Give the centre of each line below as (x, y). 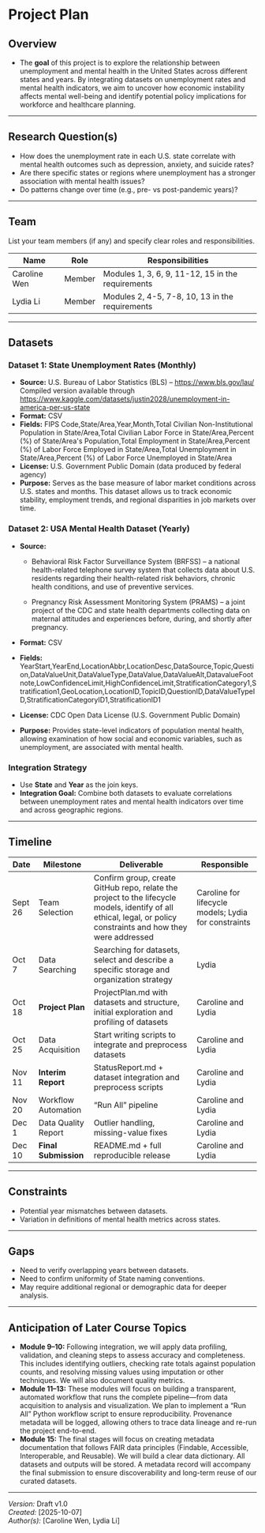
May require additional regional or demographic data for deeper (123, 1287)
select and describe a (133, 959)
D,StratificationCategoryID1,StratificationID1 (90, 699)
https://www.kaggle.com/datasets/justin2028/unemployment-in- (125, 399)
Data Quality (61, 1122)
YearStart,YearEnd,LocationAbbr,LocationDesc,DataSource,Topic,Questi (137, 666)
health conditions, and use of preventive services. (113, 586)
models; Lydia (222, 912)
